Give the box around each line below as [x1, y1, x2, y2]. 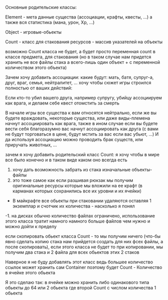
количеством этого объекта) [5, 65, 67, 70]
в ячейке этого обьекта [5, 270, 56, 275]
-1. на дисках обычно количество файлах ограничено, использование [5, 213, 155, 219]
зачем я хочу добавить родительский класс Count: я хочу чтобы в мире [5, 152, 159, 157]
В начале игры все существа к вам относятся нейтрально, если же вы [5, 110, 157, 116]
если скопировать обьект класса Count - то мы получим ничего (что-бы [5, 233, 161, 239]
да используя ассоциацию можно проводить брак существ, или [5, 137, 143, 142]
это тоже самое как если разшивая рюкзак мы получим [12, 177, 133, 183]
